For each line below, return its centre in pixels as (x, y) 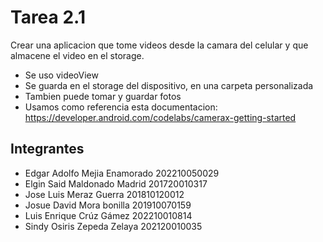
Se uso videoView (61, 75)
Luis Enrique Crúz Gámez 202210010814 (108, 215)
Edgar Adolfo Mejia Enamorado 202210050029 (122, 173)
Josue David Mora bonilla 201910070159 (108, 205)
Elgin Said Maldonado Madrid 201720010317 (116, 183)
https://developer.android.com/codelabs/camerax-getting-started (160, 117)
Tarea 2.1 (48, 17)
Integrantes (47, 149)
